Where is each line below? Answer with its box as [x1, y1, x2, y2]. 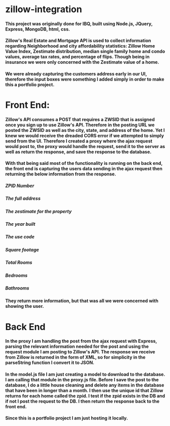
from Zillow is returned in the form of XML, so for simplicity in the [5, 354, 146, 361]
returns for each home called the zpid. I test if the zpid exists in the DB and [5, 393, 165, 399]
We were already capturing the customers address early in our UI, [5, 70, 147, 77]
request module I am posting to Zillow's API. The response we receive [5, 349, 156, 355]
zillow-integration [5, 4, 82, 15]
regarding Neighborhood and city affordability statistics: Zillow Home [5, 43, 155, 49]
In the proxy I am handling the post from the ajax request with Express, [5, 338, 157, 344]
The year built [5, 221, 36, 227]
